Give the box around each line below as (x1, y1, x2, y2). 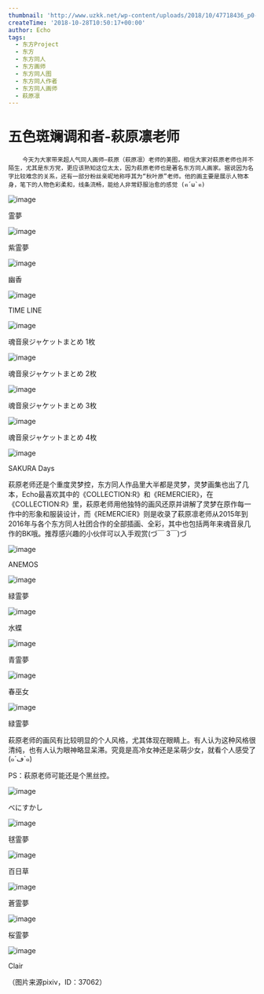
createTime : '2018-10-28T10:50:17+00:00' (8, 19, 146, 27)
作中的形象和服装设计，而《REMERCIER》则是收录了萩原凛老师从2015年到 (8, 510, 249, 519)
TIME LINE (8, 305, 42, 315)
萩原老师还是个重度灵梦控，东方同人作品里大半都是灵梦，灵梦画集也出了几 (8, 480, 249, 489)
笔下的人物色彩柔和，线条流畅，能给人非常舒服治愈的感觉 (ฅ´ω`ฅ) (19, 181, 206, 189)
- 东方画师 (15, 63, 46, 71)
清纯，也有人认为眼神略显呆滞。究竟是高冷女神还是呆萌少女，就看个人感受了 (8, 745, 256, 755)
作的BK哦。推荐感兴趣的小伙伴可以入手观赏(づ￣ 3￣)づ (8, 529, 187, 539)
